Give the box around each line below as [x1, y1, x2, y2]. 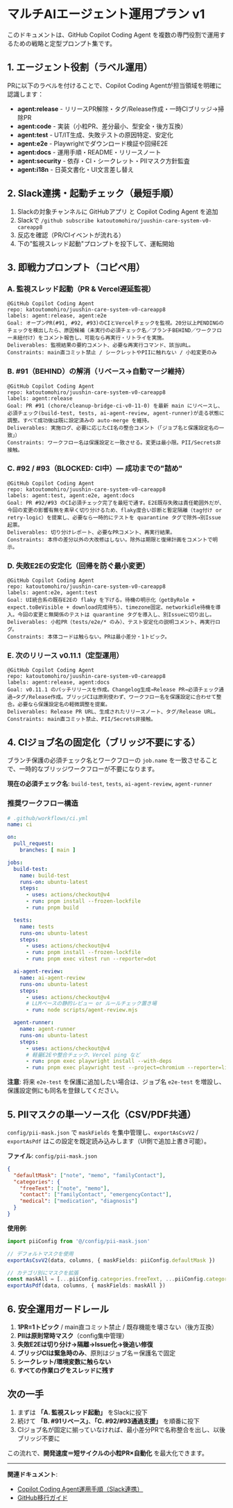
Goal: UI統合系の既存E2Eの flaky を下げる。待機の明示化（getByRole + [7, 597, 196, 604]
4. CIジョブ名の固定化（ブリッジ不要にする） [7, 736, 201, 748]
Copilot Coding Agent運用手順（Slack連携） [17, 1484, 144, 1493]
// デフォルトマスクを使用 [7, 1250, 74, 1257]
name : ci [7, 821, 33, 829]
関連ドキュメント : [7, 1470, 58, 1478]
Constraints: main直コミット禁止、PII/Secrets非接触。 [7, 716, 157, 723]
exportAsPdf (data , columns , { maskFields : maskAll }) [7, 1282, 166, 1290]
